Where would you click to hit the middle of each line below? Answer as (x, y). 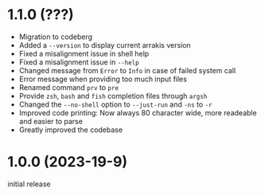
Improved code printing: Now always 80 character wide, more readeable (138, 112)
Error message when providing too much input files (103, 79)
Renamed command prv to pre (69, 87)
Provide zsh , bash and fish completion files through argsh (113, 96)
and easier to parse (51, 121)
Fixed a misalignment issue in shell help (84, 53)
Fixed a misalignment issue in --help (79, 62)
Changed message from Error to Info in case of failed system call (127, 70)
